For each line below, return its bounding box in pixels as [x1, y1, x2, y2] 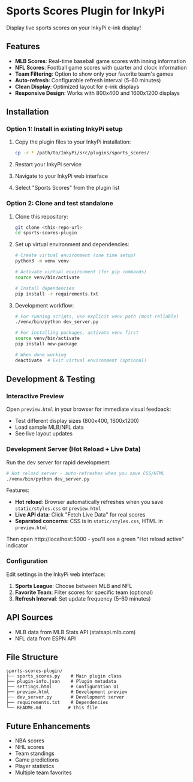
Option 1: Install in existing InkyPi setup [6, 125, 123, 133]
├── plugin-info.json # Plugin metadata [6, 679, 117, 685]
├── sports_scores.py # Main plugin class [6, 673, 122, 679]
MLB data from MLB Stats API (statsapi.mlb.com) [14, 628, 136, 635]
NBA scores [14, 737, 45, 744]
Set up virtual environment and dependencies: [14, 241, 129, 248]
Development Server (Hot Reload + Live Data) [6, 445, 141, 453]
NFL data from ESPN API [14, 635, 76, 642]
